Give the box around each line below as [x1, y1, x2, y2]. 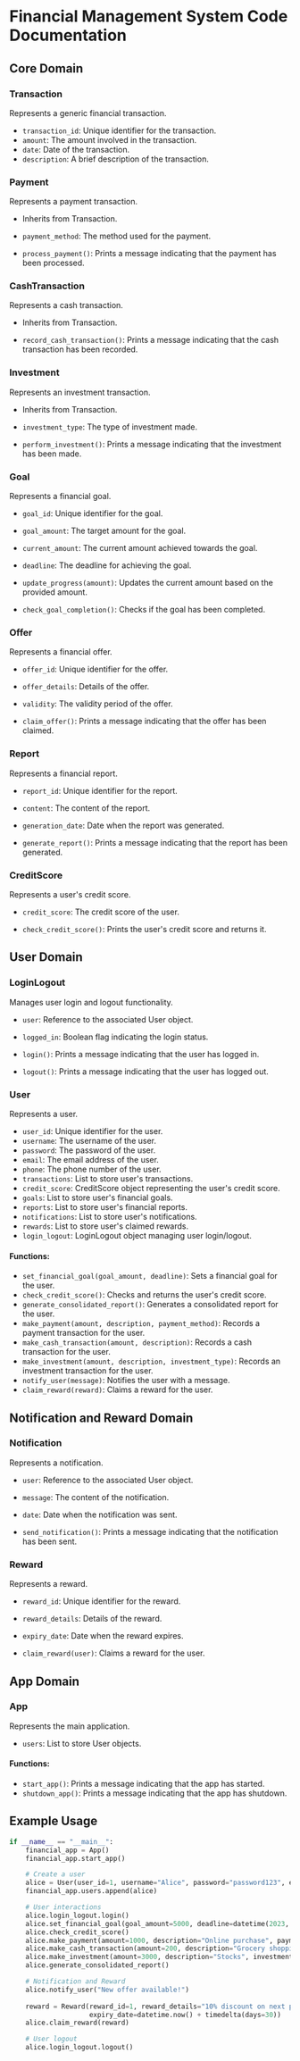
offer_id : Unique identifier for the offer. [21, 663, 169, 675]
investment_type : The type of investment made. [21, 421, 198, 432]
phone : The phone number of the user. [21, 1164, 162, 1174]
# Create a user [25, 1870, 87, 1879]
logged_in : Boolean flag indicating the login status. [21, 1031, 209, 1042]
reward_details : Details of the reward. [21, 1614, 162, 1624]
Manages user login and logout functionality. [9, 997, 174, 1007]
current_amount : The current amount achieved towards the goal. [21, 543, 258, 554]
